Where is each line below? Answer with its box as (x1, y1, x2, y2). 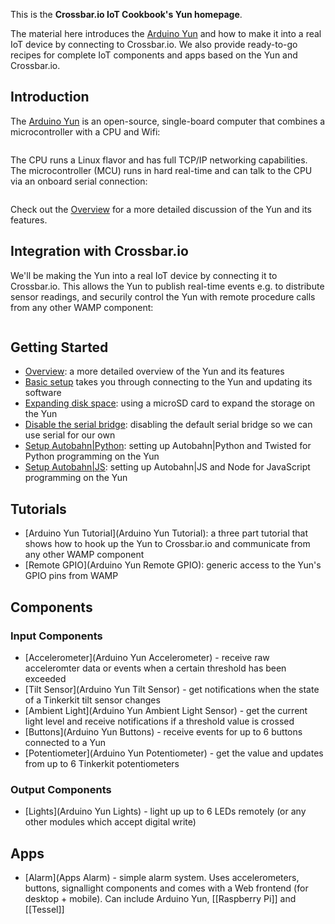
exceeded (24, 672, 67, 684)
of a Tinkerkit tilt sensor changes (24, 694, 161, 706)
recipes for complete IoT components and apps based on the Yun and (10, 49, 298, 61)
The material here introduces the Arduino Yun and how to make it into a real (10, 28, 322, 39)
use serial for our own (24, 429, 116, 441)
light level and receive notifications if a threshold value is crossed (24, 715, 295, 727)
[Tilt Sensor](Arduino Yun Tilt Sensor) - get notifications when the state (24, 683, 320, 695)
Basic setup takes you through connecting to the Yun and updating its (24, 376, 313, 388)
